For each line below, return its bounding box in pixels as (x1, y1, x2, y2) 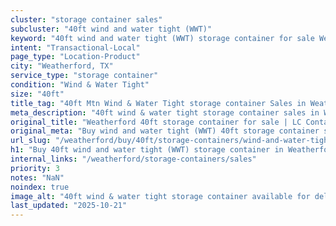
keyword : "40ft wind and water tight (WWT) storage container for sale (10, 33, 315, 43)
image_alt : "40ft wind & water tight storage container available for (10, 191, 311, 201)
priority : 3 (10, 163, 60, 173)
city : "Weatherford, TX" (10, 61, 114, 71)
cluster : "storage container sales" (10, 14, 163, 25)
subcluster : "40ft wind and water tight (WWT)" (10, 24, 213, 34)
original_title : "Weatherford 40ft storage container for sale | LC (10, 117, 302, 127)
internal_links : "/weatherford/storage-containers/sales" (10, 154, 257, 164)
